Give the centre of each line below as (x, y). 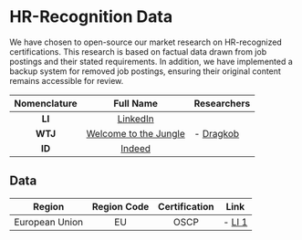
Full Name (135, 103)
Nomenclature (46, 103)
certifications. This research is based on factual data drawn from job (138, 51)
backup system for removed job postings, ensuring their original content (145, 71)
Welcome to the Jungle (135, 133)
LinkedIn (135, 119)
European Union (49, 222)
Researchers (222, 103)
